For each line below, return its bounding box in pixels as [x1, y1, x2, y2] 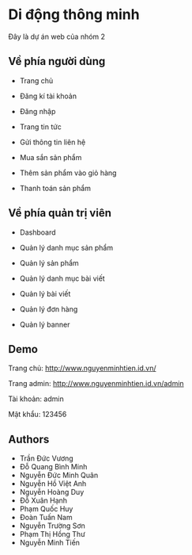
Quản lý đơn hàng [19, 304, 78, 314]
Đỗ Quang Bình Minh [19, 462, 88, 472]
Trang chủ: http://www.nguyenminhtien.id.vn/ [8, 363, 156, 373]
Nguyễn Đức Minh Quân [19, 470, 99, 480]
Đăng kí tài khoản [19, 91, 77, 101]
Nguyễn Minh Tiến [19, 538, 81, 548]
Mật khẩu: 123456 [8, 410, 67, 419]
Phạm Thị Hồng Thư [19, 530, 85, 539]
